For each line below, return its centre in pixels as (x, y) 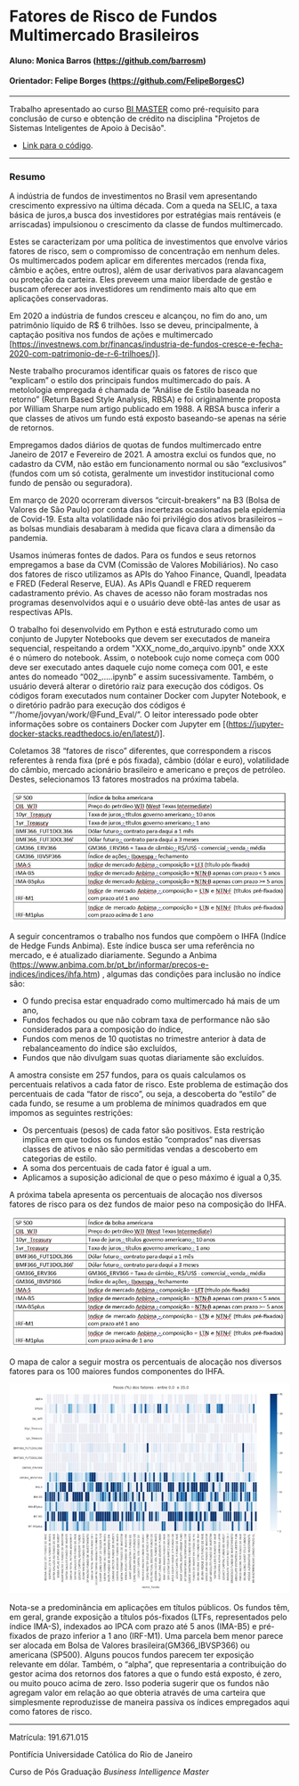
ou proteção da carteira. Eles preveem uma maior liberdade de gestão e (141, 280)
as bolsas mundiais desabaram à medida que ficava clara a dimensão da (142, 528)
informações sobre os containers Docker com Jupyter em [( (119, 725)
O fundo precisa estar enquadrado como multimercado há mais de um (151, 1001)
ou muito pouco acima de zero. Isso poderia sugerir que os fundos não (139, 1683)
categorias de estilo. (60, 1159)
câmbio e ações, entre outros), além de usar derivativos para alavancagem (146, 270)
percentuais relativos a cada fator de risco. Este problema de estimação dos (149, 1085)
